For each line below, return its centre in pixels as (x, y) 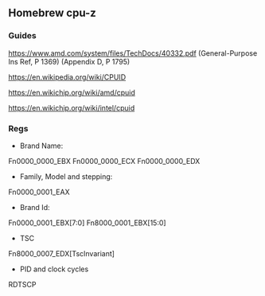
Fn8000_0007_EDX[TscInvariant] (62, 253)
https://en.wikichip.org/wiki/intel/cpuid (72, 107)
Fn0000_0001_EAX (39, 192)
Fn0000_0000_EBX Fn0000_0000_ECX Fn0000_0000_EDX (104, 161)
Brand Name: (41, 146)
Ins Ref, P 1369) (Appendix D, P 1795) (69, 61)
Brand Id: (35, 207)
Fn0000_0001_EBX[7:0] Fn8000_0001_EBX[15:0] (87, 223)
